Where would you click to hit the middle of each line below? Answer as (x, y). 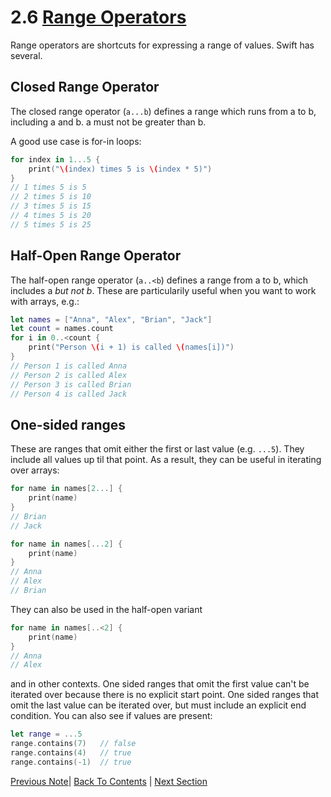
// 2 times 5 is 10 (51, 197)
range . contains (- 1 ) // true (71, 762)
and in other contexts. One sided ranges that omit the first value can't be (160, 684)
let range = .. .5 (46, 734)
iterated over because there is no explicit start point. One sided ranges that (165, 695)
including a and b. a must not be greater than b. (108, 122)
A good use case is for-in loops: (76, 141)
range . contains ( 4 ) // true (71, 753)
